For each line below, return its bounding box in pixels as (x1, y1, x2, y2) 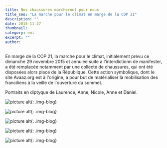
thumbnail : (5, 26, 28, 31)
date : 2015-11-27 (5, 21, 41, 26)
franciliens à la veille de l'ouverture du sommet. (5, 79, 103, 85)
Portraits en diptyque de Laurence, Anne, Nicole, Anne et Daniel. (5, 89, 138, 95)
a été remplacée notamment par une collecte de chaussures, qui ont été (5, 64, 153, 70)
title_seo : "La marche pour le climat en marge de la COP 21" (5, 12, 137, 17)
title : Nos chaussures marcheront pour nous (5, 7, 99, 12)
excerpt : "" (5, 35, 30, 40)
